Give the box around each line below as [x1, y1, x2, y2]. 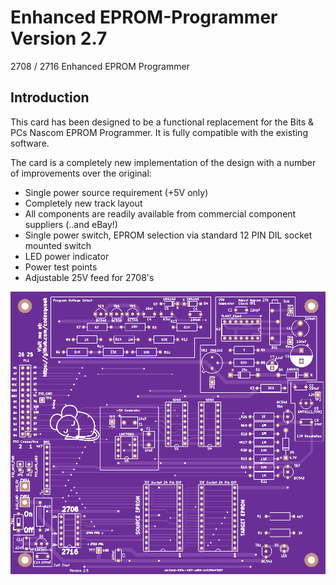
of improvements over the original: [10, 167, 152, 179]
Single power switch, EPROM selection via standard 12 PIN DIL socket [24, 229, 313, 241]
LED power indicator [24, 250, 110, 262]
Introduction [10, 89, 90, 106]
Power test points [24, 261, 98, 273]
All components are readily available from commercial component [24, 207, 297, 220]
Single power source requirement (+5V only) [24, 186, 209, 198]
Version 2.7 [10, 27, 108, 50]
